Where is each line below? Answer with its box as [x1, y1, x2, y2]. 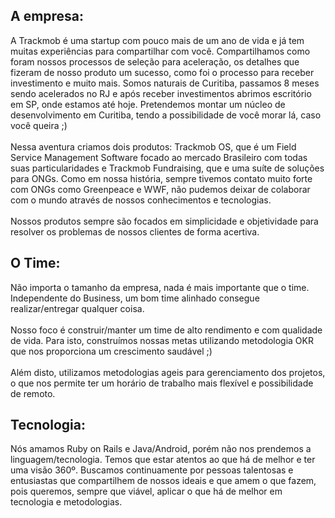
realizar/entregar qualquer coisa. [10, 302, 145, 314]
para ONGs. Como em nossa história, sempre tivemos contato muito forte [10, 172, 313, 184]
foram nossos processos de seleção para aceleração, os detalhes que [10, 55, 300, 68]
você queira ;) [10, 119, 68, 131]
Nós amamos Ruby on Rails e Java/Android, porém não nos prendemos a [10, 443, 312, 455]
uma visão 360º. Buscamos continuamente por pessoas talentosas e [10, 464, 294, 476]
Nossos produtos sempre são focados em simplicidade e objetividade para [10, 215, 319, 227]
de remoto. [10, 387, 56, 399]
